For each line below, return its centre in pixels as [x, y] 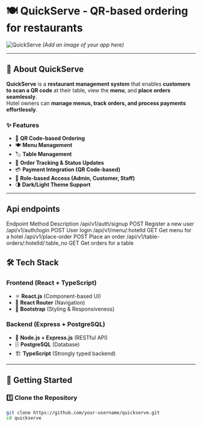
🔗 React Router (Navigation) [50, 302]
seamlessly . [22, 96]
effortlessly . [22, 109]
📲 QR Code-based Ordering [50, 138]
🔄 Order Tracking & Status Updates [59, 163]
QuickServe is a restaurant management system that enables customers [98, 84]
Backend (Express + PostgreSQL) [56, 324]
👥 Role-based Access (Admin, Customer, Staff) [75, 179]
